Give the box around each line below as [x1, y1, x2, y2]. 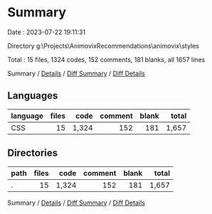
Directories [7, 147, 58, 159]
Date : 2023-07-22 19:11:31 [7, 28, 86, 36]
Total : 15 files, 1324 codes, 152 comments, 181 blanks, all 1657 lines [7, 55, 206, 64]
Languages [7, 90, 58, 102]
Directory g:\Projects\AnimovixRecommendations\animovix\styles [7, 41, 199, 50]
